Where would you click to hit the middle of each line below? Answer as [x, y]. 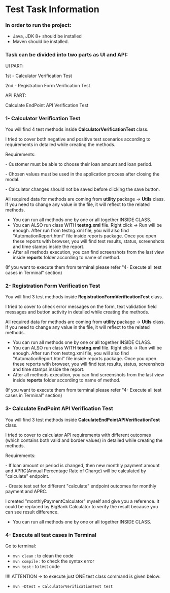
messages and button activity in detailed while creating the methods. [77, 312]
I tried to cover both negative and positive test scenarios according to [78, 139]
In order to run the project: [38, 25]
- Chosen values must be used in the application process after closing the [82, 174]
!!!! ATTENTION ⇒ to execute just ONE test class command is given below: [83, 576]
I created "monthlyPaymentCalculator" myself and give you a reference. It [82, 501]
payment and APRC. [26, 491]
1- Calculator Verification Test [43, 118]
